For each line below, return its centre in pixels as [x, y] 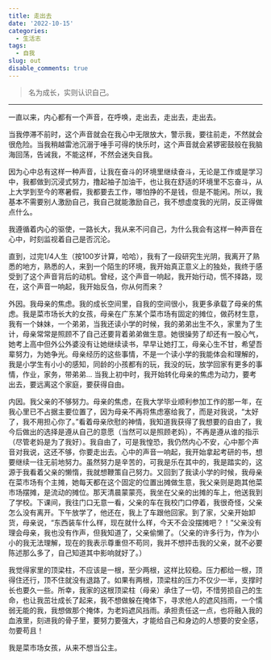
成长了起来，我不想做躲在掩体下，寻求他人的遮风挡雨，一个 [156, 600]
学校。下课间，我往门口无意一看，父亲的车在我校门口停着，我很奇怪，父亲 [139, 502]
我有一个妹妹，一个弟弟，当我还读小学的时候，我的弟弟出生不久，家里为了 [132, 324]
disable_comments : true [48, 69]
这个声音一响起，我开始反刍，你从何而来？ [93, 286]
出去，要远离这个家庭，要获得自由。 [69, 384]
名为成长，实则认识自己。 [71, 92]
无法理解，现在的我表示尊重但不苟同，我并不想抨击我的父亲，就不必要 [146, 542]
